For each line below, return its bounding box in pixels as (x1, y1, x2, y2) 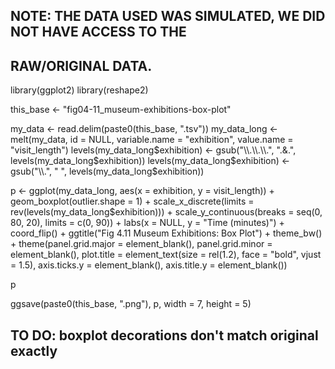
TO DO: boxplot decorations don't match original (10, 327, 319, 344)
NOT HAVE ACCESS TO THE (10, 24, 187, 41)
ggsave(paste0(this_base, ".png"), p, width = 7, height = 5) (10, 298, 252, 310)
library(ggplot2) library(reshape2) (10, 84, 149, 96)
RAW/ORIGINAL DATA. (10, 57, 153, 74)
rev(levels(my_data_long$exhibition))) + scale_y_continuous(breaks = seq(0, (10, 206, 323, 218)
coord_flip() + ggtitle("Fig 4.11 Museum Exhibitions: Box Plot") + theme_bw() (10, 227, 323, 239)
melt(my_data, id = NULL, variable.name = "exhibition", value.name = (10, 134, 294, 146)
